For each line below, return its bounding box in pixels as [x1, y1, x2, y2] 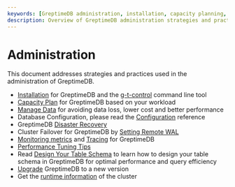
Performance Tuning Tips [17, 142, 91, 151]
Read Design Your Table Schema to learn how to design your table [17, 150, 208, 158]
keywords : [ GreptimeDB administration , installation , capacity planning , [7, 10, 227, 17]
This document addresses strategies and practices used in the [7, 70, 187, 78]
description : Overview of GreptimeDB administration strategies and [7, 17, 211, 24]
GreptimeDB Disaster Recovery [17, 120, 107, 129]
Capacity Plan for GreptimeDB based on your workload [17, 98, 176, 107]
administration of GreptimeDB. [7, 77, 94, 86]
